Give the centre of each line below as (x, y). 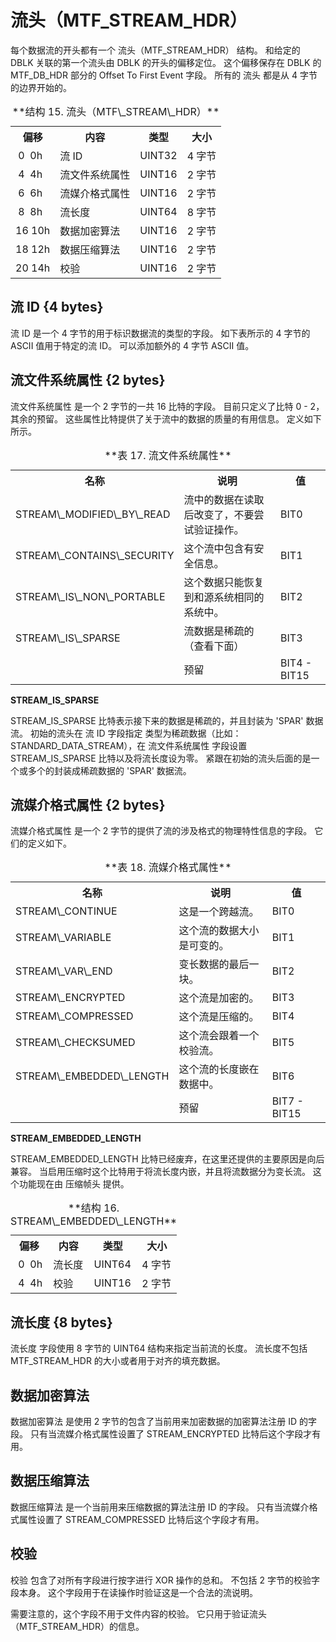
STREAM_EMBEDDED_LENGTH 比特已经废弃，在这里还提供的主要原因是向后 (167, 1159)
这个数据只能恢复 (224, 582)
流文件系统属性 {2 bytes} (88, 380)
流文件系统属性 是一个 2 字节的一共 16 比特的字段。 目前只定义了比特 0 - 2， (167, 406)
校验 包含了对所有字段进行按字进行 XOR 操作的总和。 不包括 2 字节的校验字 (165, 1580)
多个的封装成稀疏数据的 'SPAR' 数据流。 (109, 770)
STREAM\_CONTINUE (66, 911)
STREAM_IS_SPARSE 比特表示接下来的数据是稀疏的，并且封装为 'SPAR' (157, 720)
